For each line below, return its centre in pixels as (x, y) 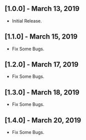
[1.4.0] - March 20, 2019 (43, 120)
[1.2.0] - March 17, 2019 (41, 64)
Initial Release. (27, 21)
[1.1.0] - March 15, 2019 (41, 37)
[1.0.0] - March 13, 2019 (42, 9)
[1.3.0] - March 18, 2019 (42, 92)
